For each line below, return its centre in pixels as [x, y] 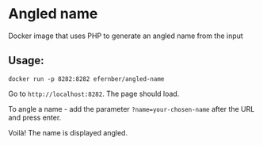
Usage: [27, 61]
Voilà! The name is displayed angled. [68, 132]
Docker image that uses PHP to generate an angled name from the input [126, 36]
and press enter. [35, 117]
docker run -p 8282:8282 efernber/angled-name [86, 79]
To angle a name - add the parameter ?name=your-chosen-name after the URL [131, 109]
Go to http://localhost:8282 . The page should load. [94, 93]
